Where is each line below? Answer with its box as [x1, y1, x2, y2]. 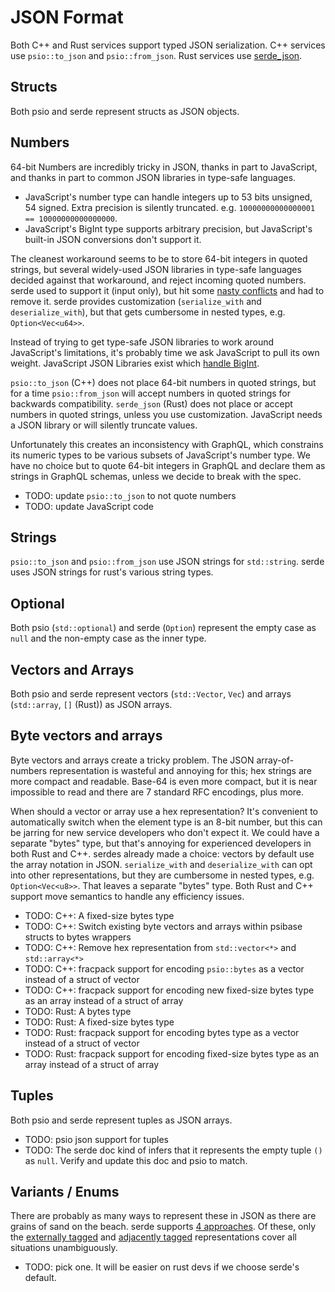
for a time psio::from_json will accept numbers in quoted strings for [10, 387, 292, 399]
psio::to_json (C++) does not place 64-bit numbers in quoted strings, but [10, 376, 317, 388]
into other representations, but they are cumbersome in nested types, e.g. [10, 869, 315, 881]
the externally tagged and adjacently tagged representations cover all [10, 1231, 297, 1243]
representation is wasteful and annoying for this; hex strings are [49, 764, 312, 776]
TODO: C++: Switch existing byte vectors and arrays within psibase [24, 920, 303, 932]
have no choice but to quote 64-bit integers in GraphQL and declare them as [10, 459, 326, 471]
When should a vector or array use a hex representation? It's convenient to [10, 805, 319, 817]
